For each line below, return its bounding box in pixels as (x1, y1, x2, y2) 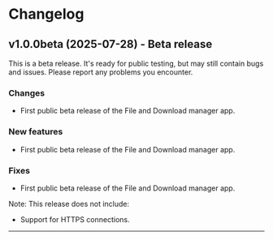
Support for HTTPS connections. (19, 214, 130, 224)
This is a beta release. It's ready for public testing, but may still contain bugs (8, 58, 264, 68)
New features (8, 126, 63, 138)
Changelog (8, 5, 84, 24)
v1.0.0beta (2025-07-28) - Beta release (8, 37, 213, 51)
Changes (8, 87, 45, 98)
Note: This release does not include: (8, 199, 130, 208)
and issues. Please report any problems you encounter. (8, 67, 193, 77)
